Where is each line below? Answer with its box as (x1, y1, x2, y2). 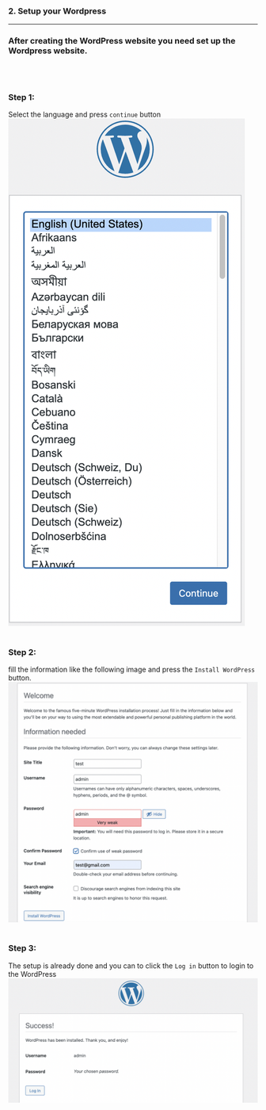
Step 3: (8, 943, 37, 954)
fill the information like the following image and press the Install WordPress (8, 664, 256, 675)
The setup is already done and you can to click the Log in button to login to (8, 961, 254, 970)
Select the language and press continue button (8, 109, 161, 119)
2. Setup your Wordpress (8, 6, 107, 17)
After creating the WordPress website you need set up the (8, 36, 236, 47)
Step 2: (8, 646, 37, 657)
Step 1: (8, 91, 35, 102)
